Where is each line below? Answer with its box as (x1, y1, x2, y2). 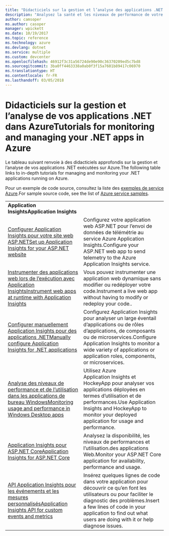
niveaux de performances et (83, 438, 150, 445)
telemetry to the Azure (83, 254, 136, 261)
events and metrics (8, 513, 53, 520)
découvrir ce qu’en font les (83, 484, 147, 491)
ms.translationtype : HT (5, 69, 55, 74)
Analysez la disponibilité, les (83, 432, 150, 439)
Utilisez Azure (83, 367, 117, 374)
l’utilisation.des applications (83, 445, 149, 452)
